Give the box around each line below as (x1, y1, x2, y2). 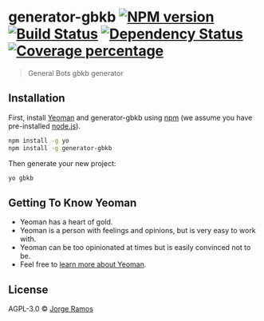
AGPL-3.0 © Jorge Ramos (8, 304, 94, 313)
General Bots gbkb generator (27, 68, 124, 77)
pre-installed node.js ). (8, 121, 81, 131)
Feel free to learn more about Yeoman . (19, 260, 147, 269)
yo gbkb (8, 174, 34, 182)
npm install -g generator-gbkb (8, 144, 112, 152)
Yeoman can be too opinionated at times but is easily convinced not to (19, 243, 251, 252)
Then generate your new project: (8, 158, 116, 168)
